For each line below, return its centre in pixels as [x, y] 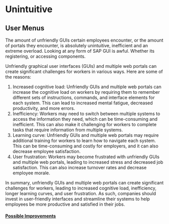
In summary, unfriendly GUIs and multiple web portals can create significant [85, 183]
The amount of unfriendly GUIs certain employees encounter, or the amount [84, 40]
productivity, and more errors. [44, 108]
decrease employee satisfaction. [47, 151]
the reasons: [18, 77]
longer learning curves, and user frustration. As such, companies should [81, 193]
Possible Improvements [31, 216]
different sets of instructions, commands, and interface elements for [84, 98]
